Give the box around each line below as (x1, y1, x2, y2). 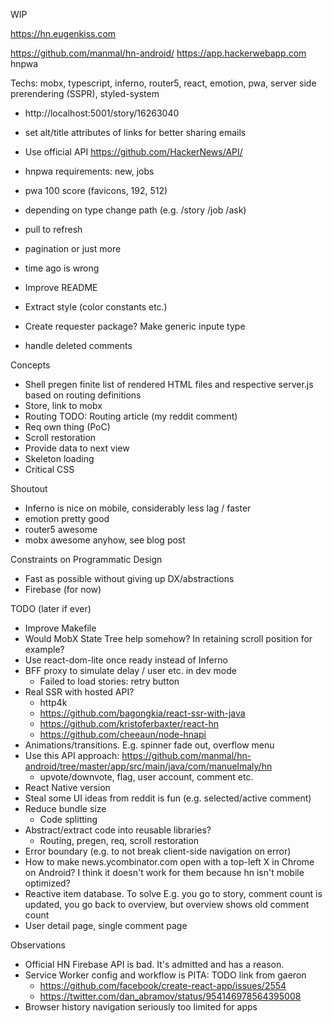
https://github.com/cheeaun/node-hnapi (39, 729, 207, 740)
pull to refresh (24, 224, 83, 235)
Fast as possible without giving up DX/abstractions (24, 573, 235, 584)
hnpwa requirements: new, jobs (24, 165, 155, 177)
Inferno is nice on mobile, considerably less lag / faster (24, 502, 252, 514)
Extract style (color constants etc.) (24, 301, 168, 313)
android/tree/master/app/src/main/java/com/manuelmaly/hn (24, 760, 273, 772)
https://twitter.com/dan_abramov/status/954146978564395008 (39, 990, 302, 1002)
